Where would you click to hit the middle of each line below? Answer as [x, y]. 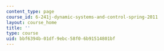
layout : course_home [32, 22]
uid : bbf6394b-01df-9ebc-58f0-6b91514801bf [61, 39]
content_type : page [30, 11]
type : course [22, 33]
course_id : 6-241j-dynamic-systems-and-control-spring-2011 [82, 17]
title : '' [18, 28]
